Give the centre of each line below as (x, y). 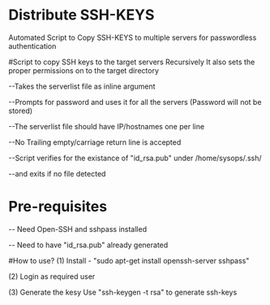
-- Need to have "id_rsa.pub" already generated (88, 245)
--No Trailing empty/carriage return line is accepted (95, 142)
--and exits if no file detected (57, 173)
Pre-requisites (58, 207)
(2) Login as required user (52, 276)
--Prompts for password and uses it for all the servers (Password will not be (135, 102)
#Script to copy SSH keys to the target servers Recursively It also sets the (132, 62)
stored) (21, 111)
